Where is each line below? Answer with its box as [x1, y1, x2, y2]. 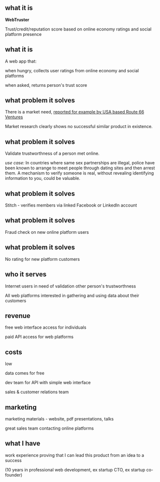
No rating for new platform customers [5, 256, 80, 262]
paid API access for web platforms [5, 334, 74, 340]
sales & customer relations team [5, 389, 69, 395]
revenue [5, 311, 30, 320]
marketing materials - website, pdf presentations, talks [5, 416, 114, 421]
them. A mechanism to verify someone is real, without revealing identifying [5, 170, 154, 176]
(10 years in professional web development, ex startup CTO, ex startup [5, 466, 145, 472]
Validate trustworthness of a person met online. [5, 150, 100, 157]
